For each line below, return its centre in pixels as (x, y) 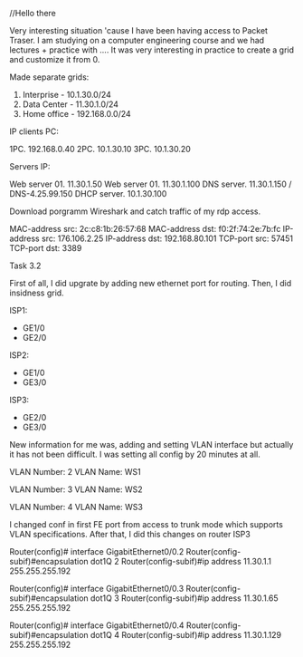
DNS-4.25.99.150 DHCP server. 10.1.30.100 (88, 193)
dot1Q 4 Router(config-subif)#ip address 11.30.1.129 (186, 635)
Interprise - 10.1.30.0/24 (66, 95)
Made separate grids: (49, 77)
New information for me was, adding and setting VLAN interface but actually (151, 444)
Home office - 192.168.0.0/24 (76, 114)
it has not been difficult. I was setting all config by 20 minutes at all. (135, 454)
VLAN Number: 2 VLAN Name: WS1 (76, 472)
